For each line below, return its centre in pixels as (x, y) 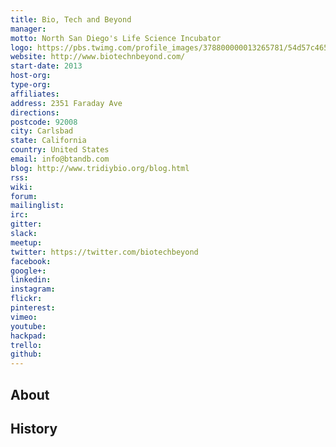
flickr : (26, 299)
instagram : (33, 289)
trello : (26, 345)
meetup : (26, 242)
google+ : (28, 271)
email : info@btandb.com (60, 159)
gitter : (26, 224)
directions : (35, 112)
